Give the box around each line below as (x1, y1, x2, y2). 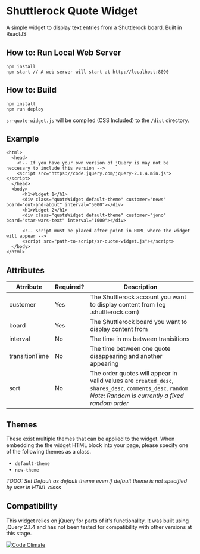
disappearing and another (90, 352, 162, 360)
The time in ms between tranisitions (90, 335, 190, 343)
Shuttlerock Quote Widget (6, 4, 138, 18)
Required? (54, 283, 85, 291)
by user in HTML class (6, 484, 61, 491)
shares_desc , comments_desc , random (90, 384, 189, 393)
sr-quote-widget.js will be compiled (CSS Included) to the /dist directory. (6, 117, 189, 124)
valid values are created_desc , (90, 377, 174, 385)
